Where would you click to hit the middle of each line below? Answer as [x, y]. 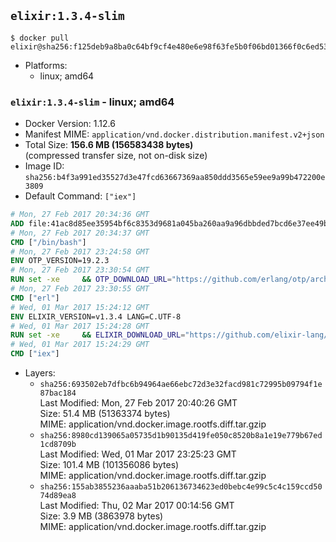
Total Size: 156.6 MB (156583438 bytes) [109, 145]
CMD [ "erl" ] [35, 298]
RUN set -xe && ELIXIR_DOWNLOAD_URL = [98, 335]
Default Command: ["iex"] [80, 196]
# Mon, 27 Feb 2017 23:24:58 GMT [80, 251]
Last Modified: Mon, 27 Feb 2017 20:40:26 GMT [138, 403]
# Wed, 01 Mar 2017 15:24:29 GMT [80, 345]
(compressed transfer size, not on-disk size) [116, 156]
